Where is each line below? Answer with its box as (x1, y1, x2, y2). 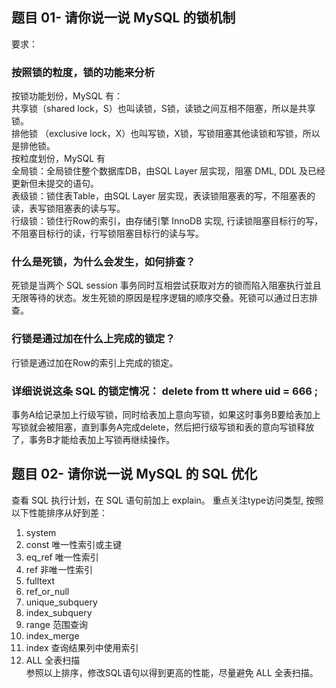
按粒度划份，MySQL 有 (11, 153, 106, 165)
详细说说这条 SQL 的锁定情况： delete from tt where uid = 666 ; (11, 384, 319, 398)
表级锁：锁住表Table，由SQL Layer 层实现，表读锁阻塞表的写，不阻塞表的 (11, 190, 316, 202)
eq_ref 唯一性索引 (25, 551, 99, 563)
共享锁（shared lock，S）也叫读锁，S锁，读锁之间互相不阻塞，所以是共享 (11, 103, 316, 115)
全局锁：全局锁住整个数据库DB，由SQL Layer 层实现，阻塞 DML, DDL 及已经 (11, 165, 326, 177)
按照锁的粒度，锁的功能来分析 (11, 65, 156, 79)
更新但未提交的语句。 (11, 178, 99, 190)
